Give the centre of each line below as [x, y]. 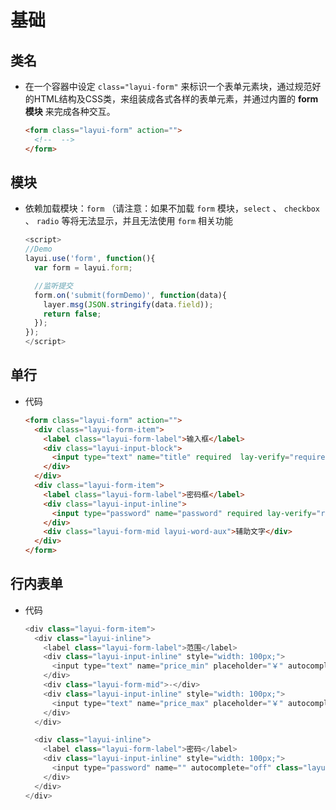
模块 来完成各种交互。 [70, 111]
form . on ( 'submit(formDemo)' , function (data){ [131, 295]
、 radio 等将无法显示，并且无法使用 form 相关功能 [128, 221]
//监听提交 [54, 286]
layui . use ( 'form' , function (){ [90, 259]
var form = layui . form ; [83, 268]
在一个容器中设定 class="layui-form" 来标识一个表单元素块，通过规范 [168, 86]
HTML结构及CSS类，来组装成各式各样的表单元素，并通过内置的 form [176, 99]
